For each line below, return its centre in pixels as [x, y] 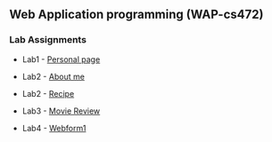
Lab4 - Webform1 [54, 128]
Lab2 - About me [53, 76]
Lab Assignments [48, 40]
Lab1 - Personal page [61, 59]
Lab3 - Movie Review [61, 111]
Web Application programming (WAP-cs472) [136, 15]
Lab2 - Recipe [48, 93]
